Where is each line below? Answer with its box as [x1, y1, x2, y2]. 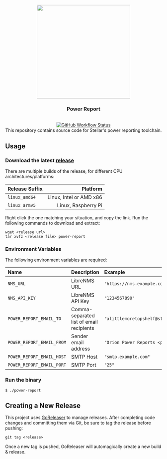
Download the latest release [5, 157, 75, 164]
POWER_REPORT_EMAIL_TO [7, 316, 61, 322]
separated [71, 312, 95, 319]
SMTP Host [71, 354, 98, 361]
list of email [71, 319, 98, 326]
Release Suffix [7, 185, 43, 192]
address [71, 345, 90, 352]
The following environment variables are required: [5, 257, 107, 263]
